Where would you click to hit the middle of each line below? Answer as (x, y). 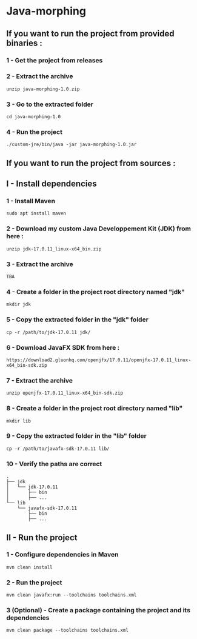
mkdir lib (19, 421)
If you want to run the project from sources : (91, 163)
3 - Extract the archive (40, 264)
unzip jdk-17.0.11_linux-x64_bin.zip (54, 249)
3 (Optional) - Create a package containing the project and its (98, 611)
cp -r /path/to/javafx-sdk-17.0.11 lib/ (58, 449)
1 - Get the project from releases (55, 60)
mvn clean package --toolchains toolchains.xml (68, 631)
